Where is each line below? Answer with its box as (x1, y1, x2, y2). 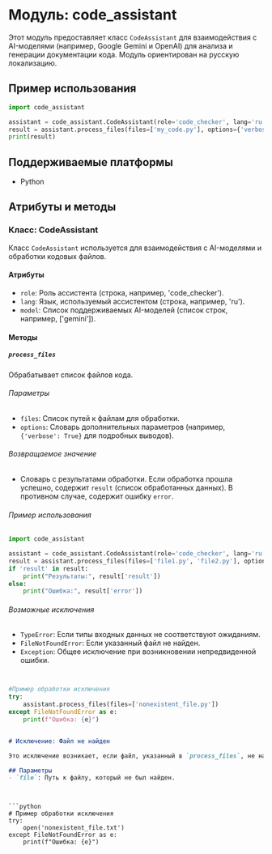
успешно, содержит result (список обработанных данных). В (19, 482, 233, 492)
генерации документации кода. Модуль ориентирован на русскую (8, 49, 240, 59)
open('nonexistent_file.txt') (23, 824, 125, 832)
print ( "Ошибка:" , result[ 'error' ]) (23, 587, 143, 596)
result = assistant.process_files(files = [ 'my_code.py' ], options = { (8, 125, 241, 134)
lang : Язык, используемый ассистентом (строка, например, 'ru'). (19, 296, 245, 306)
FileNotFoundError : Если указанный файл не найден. (19, 638, 201, 648)
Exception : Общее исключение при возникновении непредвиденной (19, 647, 257, 656)
